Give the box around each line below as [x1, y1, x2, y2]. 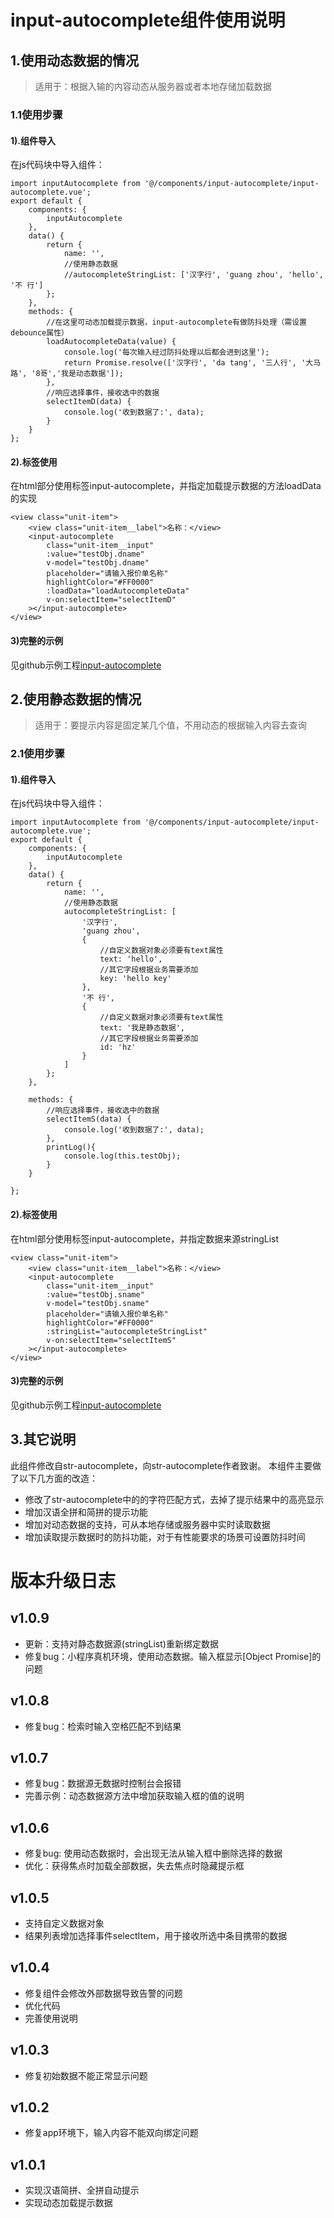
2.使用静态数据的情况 [10, 691, 142, 708]
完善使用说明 [24, 2012, 78, 2024]
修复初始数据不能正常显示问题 [24, 2069, 148, 2081]
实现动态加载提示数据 [24, 2197, 113, 2209]
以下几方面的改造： [18, 1472, 98, 1484]
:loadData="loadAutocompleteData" [46, 586, 190, 596]
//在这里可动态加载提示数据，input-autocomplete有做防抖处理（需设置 [46, 317, 307, 328]
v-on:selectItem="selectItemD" [46, 595, 177, 605]
